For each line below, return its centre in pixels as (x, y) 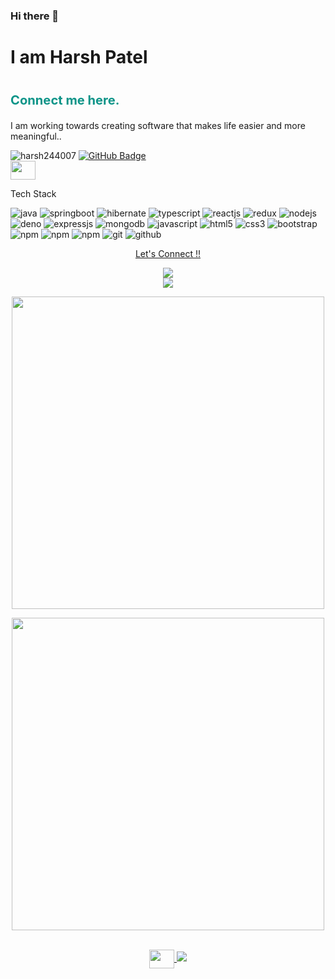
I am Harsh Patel (79, 57)
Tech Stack (33, 194)
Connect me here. (65, 100)
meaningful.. (36, 136)
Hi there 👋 (35, 16)
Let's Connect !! (168, 254)
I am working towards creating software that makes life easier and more (158, 126)
